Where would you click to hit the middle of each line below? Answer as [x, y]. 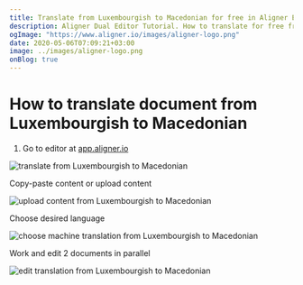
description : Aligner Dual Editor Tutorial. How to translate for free [147, 26]
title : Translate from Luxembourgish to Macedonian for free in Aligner [149, 18]
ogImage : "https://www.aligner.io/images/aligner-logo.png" [125, 34]
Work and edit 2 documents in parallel [80, 253]
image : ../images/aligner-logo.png [76, 51]
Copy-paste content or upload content [81, 183]
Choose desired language [57, 218]
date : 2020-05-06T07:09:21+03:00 [72, 43]
